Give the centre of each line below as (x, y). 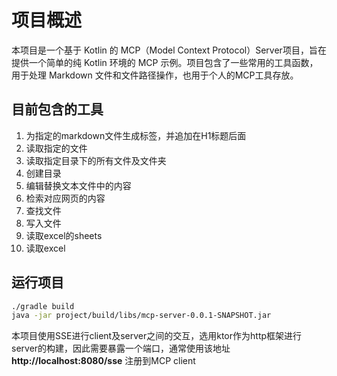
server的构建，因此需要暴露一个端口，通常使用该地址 (121, 348)
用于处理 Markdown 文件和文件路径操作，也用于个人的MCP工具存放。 (155, 75)
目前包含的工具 (57, 109)
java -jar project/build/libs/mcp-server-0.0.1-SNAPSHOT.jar (141, 316)
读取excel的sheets (64, 235)
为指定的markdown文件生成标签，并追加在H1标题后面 (136, 135)
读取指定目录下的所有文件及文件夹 (96, 160)
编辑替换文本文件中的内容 (78, 185)
